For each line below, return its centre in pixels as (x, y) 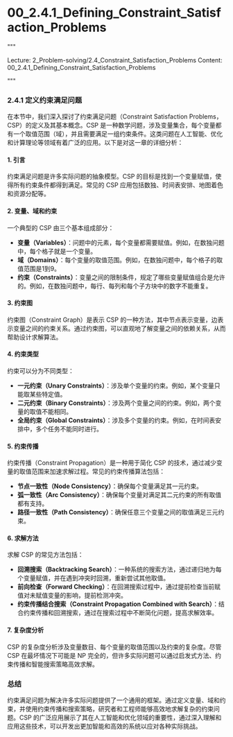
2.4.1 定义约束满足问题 (45, 100)
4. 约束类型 (23, 354)
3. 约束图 (20, 303)
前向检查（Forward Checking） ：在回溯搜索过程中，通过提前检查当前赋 (119, 587)
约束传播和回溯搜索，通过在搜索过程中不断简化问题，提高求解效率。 (121, 613)
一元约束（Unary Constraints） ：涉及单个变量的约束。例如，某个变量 (116, 385)
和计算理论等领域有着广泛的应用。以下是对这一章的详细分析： (95, 143)
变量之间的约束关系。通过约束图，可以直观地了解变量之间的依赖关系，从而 (119, 328)
